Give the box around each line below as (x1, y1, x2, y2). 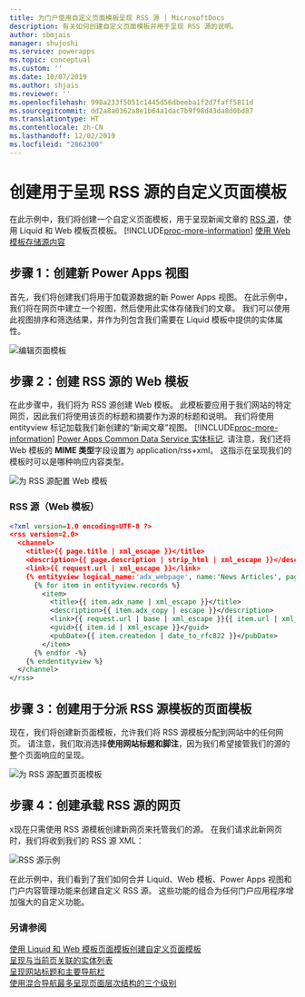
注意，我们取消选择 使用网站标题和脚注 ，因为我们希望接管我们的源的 (34, 738, 290, 749)
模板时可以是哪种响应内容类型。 (9, 456, 129, 468)
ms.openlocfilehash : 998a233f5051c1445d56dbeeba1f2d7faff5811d (9, 97, 254, 107)
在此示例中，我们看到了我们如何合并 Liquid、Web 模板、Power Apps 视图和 (9, 874, 292, 884)
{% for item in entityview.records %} (33, 580, 181, 590)
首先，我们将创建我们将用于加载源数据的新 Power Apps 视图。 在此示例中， (9, 291, 292, 302)
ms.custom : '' (9, 64, 64, 74)
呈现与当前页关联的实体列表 (9, 955, 113, 966)
